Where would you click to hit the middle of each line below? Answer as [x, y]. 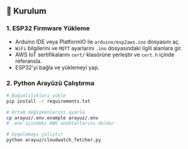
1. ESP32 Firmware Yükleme [48, 28]
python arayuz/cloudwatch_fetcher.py [54, 140]
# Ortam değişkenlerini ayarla [46, 112]
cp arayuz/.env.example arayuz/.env [52, 118]
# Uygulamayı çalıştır [35, 134]
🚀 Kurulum [26, 11]
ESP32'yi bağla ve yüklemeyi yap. [57, 67]
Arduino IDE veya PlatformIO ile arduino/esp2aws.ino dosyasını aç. [97, 41]
